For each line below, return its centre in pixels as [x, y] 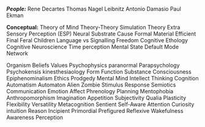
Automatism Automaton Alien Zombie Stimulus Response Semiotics [91, 85]
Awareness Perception [35, 117]
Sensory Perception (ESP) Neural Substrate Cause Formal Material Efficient [101, 34]
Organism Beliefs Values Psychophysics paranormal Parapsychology [93, 65]
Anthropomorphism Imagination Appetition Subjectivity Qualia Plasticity [96, 98]
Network [17, 53]
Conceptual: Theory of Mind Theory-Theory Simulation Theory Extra [93, 27]
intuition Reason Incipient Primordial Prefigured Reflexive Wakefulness [95, 111]
